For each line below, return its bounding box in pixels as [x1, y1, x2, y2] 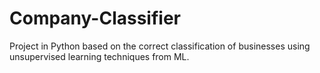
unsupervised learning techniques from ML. [9, 50, 190, 62]
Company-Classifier [9, 7, 181, 30]
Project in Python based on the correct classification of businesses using [9, 40, 311, 52]
